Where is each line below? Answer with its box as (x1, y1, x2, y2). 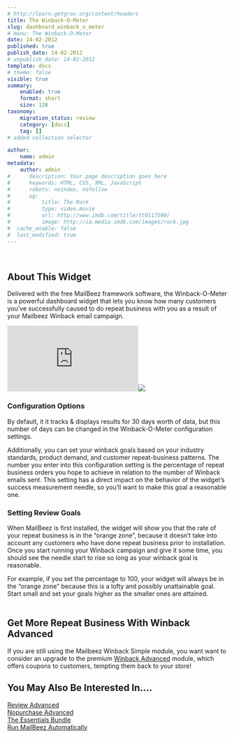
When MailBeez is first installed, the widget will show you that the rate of (7, 524, 217, 532)
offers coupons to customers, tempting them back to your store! (7, 662, 192, 670)
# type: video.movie (7, 205, 96, 212)
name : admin (20, 153, 54, 160)
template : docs (7, 62, 52, 69)
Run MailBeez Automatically (7, 723, 88, 731)
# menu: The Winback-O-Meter (7, 29, 92, 37)
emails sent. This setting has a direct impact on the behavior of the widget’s (7, 475, 225, 484)
